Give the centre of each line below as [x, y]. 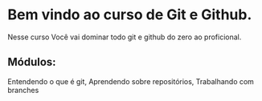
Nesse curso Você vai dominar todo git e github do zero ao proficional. [125, 37]
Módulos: [32, 62]
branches [23, 90]
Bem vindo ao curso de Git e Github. [130, 15]
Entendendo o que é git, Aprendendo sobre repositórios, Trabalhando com [131, 81]
